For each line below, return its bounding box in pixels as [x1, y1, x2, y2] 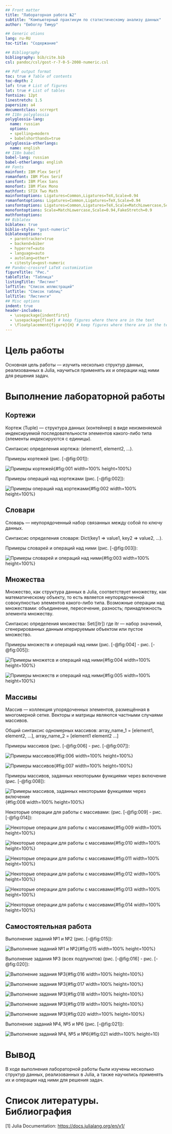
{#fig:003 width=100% [101, 555, 149, 561]
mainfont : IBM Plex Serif [5, 169, 60, 174]
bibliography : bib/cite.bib [5, 55, 66, 60]
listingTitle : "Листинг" [5, 279, 58, 285]
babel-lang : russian [5, 155, 50, 160]
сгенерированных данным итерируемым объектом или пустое [5, 626, 143, 632]
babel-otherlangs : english [5, 160, 63, 165]
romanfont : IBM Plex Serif [5, 174, 63, 179]
